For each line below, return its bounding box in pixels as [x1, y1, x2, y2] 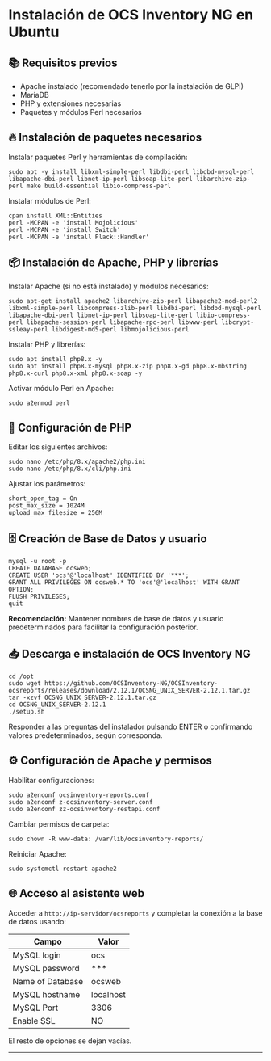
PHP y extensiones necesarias [19, 99, 122, 108]
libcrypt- [221, 318, 254, 326]
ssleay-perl [8, 325, 48, 333]
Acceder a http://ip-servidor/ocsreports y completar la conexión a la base [8, 907, 263, 918]
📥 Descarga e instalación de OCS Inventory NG [8, 646, 252, 660]
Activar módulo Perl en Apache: [8, 383, 115, 393]
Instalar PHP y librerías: [8, 339, 86, 349]
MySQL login [12, 949, 61, 961]
